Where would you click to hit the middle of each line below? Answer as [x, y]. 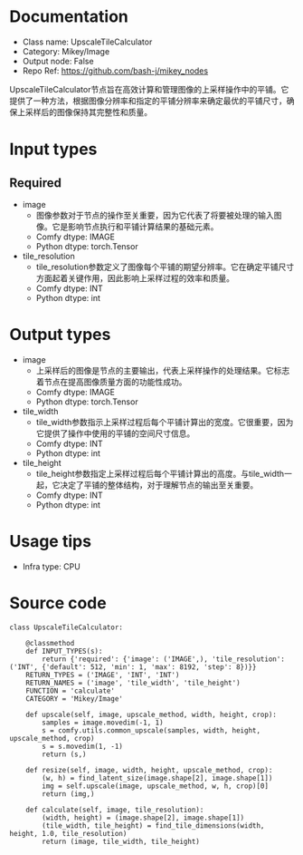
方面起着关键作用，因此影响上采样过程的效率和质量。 [135, 277]
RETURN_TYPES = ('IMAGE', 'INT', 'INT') [103, 675]
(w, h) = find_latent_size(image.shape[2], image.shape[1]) [157, 778]
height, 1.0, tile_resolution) [68, 833]
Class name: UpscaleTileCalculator [87, 42]
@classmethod [50, 643]
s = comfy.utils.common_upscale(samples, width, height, [151, 730]
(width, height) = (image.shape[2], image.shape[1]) [143, 818]
